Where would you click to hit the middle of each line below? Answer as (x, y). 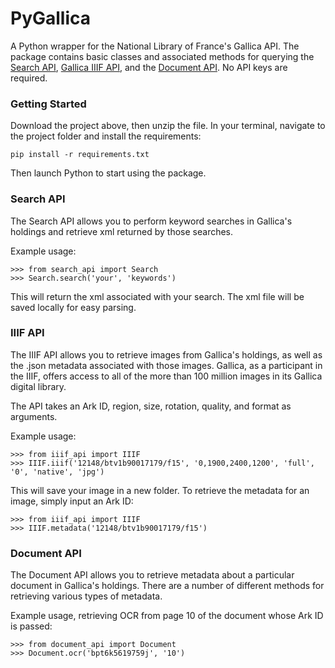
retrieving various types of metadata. (86, 596)
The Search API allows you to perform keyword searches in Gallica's (151, 221)
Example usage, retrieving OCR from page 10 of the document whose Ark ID (167, 616)
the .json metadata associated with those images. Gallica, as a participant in (166, 365)
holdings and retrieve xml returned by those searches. (122, 231)
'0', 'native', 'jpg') (57, 472)
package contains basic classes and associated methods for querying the (162, 56)
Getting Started (48, 104)
